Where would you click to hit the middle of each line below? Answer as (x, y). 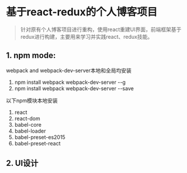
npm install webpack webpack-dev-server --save (74, 88)
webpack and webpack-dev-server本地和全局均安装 (69, 70)
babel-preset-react (37, 143)
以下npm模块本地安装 (32, 100)
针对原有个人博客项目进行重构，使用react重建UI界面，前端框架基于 (101, 29)
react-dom (27, 118)
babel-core (28, 124)
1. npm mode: (31, 55)
